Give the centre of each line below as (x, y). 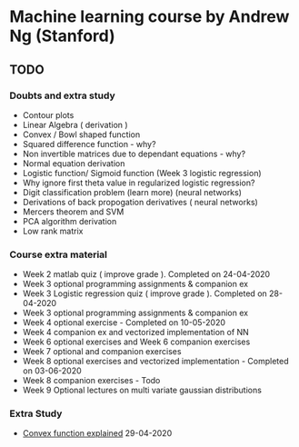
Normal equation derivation (74, 163)
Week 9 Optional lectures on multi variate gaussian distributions (142, 390)
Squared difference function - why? (89, 144)
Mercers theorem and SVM (73, 212)
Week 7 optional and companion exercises (102, 352)
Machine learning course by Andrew (149, 17)
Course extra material (58, 254)
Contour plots (48, 114)
